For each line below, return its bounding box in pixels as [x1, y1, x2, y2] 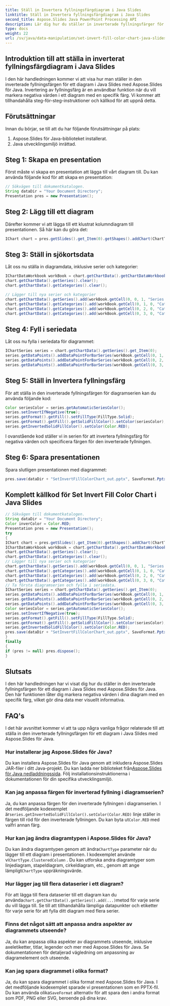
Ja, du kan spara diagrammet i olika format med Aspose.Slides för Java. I [5, 979, 158, 985]
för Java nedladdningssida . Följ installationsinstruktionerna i [5, 771, 130, 777]
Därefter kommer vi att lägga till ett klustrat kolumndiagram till [5, 221, 134, 227]
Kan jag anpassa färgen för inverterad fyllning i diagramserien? [5, 789, 164, 796]
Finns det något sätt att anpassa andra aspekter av [5, 921, 133, 928]
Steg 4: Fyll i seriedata [5, 325, 77, 334]
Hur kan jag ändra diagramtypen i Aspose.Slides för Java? [5, 835, 151, 842]
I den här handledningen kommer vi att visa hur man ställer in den [5, 76, 142, 82]
